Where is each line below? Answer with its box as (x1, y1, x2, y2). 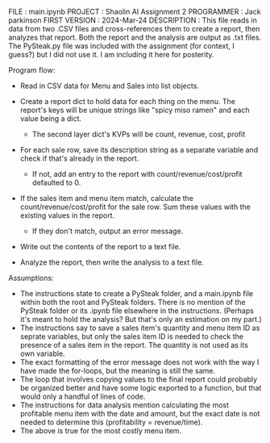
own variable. (19, 349, 66, 358)
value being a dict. (19, 114, 82, 123)
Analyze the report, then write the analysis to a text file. (19, 257, 204, 267)
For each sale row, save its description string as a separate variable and (19, 145, 259, 154)
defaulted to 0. (31, 178, 81, 187)
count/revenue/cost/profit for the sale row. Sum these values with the (19, 202, 251, 211)
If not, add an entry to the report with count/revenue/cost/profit (31, 169, 243, 178)
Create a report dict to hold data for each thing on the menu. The (19, 97, 236, 106)
